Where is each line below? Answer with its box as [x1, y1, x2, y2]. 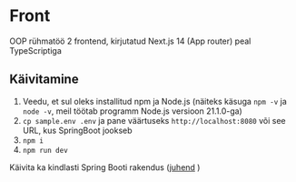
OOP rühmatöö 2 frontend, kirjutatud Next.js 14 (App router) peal [9, 35, 252, 46]
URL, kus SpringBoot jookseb [22, 125, 133, 136]
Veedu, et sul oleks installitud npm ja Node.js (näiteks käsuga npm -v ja [22, 96, 288, 106]
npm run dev [22, 146, 68, 155]
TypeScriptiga [9, 45, 62, 56]
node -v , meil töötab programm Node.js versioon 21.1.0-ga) [22, 106, 242, 116]
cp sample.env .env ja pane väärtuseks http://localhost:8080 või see [22, 115, 286, 126]
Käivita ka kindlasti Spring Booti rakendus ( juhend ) [9, 161, 201, 173]
